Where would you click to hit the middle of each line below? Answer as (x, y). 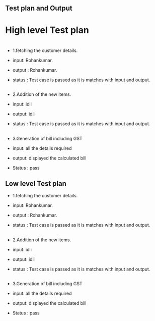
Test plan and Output (39, 8)
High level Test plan (47, 30)
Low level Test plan (36, 183)
